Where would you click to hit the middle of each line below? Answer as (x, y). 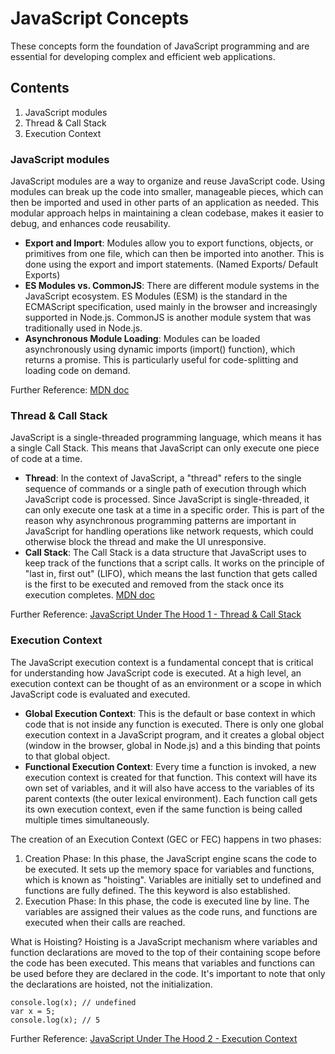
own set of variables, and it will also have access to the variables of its (169, 788)
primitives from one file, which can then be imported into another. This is (174, 254)
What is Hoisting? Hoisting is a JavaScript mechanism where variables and (164, 941)
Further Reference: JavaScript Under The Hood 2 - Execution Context (154, 1038)
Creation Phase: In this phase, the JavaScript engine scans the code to (170, 858)
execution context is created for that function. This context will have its (171, 777)
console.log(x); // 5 (55, 1020)
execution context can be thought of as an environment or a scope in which (166, 683)
